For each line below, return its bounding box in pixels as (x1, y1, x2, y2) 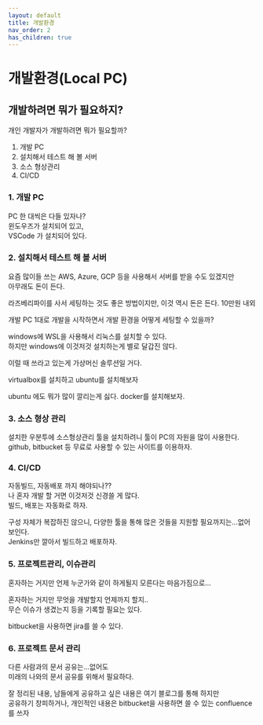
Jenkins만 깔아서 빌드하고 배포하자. (8, 537, 118, 547)
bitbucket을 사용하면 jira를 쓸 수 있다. (8, 621, 123, 631)
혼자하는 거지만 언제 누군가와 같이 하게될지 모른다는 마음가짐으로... (8, 578, 212, 588)
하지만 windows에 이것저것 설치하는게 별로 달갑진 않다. (8, 341, 177, 350)
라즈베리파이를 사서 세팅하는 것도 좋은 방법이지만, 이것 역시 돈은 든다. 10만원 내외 (8, 298, 256, 307)
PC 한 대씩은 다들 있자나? (8, 211, 86, 221)
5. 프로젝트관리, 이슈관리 (8, 558, 96, 569)
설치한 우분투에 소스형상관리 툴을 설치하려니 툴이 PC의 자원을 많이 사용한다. (8, 433, 239, 442)
